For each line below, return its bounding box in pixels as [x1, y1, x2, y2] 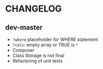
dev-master [5, 23, 43, 32]
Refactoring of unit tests [12, 58, 63, 63]
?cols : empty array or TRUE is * [12, 42, 78, 48]
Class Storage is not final [12, 52, 64, 58]
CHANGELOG [5, 3, 62, 15]
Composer [12, 47, 35, 53]
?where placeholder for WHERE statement [12, 36, 98, 42]
